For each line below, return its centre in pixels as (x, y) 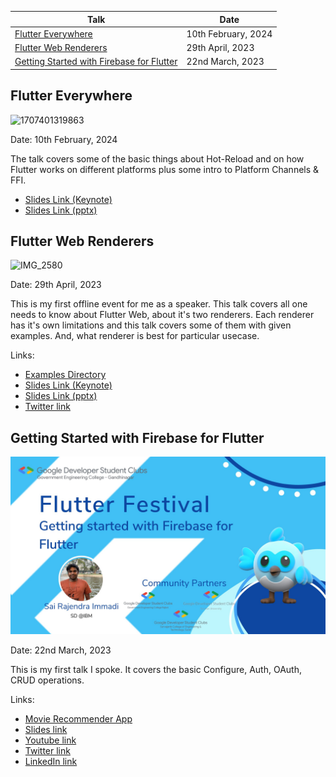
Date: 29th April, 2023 (56, 285)
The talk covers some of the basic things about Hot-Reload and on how (157, 158)
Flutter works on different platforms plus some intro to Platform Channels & (165, 169)
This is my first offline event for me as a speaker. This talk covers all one (159, 304)
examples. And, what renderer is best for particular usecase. (135, 336)
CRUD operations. (47, 680)
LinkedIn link (51, 761)
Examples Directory (65, 375)
